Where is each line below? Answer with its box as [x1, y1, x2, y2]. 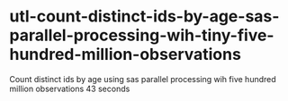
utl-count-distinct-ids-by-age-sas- [9, 6, 280, 27]
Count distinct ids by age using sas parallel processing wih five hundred [9, 73, 276, 84]
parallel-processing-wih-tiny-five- [9, 25, 274, 46]
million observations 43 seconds [9, 83, 130, 94]
